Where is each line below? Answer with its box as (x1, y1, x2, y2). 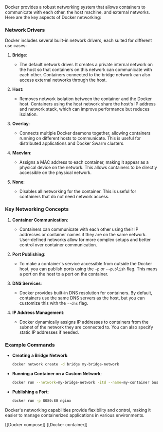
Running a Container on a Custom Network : (12, 370, 102, 376)
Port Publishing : (12, 251, 45, 257)
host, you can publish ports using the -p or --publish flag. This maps (19, 266, 158, 272)
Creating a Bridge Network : (12, 352, 69, 358)
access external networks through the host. (19, 77, 107, 83)
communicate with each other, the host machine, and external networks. (5, 9, 150, 15)
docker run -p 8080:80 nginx (12, 398, 72, 403)
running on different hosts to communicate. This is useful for (19, 136, 141, 141)
